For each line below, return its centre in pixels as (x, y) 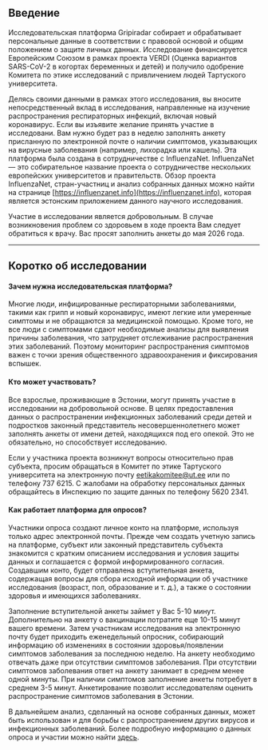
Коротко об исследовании (78, 266)
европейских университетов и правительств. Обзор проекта (112, 175)
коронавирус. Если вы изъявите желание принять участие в (111, 124)
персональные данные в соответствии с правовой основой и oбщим (126, 41)
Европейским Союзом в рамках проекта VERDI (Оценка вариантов (123, 58)
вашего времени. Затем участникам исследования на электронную (124, 628)
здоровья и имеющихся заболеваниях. (75, 596)
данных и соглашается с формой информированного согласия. (116, 561)
